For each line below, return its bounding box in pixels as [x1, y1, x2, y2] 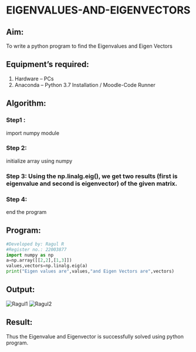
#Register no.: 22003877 [6, 246, 67, 253]
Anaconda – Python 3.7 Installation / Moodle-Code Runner [14, 81, 156, 88]
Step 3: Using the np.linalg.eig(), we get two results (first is [6, 172, 178, 180]
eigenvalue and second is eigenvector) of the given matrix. [6, 179, 178, 187]
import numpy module [6, 129, 60, 136]
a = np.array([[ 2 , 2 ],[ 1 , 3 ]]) [6, 257, 72, 263]
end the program [6, 209, 47, 216]
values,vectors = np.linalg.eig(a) [6, 263, 88, 269]
